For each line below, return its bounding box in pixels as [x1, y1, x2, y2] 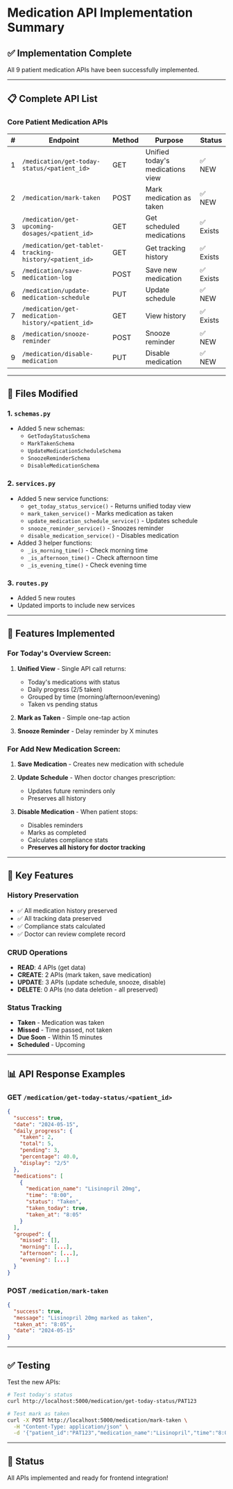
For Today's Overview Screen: [7, 649, 112, 658]
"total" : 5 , [19, 1140, 54, 1148]
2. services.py [7, 479, 56, 488]
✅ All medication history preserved [17, 906, 118, 914]
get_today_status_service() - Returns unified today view [27, 502, 191, 510]
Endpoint [48, 135, 80, 145]
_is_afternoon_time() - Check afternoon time [27, 553, 158, 561]
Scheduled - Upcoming [17, 1041, 85, 1049]
